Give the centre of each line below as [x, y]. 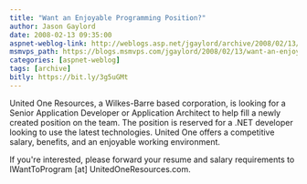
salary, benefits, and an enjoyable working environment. [115, 141]
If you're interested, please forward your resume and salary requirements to [152, 159]
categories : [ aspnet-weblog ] [65, 60]
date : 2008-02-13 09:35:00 [61, 35]
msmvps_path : [34, 52]
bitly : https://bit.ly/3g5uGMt [69, 77]
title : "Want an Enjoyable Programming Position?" [108, 18]
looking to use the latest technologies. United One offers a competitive [142, 132]
